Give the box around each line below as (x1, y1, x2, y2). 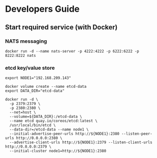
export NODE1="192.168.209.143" (5, 76, 71, 80)
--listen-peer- (121, 132, 153, 136)
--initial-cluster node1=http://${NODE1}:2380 (9, 149, 106, 154)
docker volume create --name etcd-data (5, 84, 87, 89)
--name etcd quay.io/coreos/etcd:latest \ (9, 119, 98, 124)
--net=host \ (9, 110, 36, 115)
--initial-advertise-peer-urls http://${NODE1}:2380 (9, 132, 120, 136)
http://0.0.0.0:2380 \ (16, 136, 63, 141)
